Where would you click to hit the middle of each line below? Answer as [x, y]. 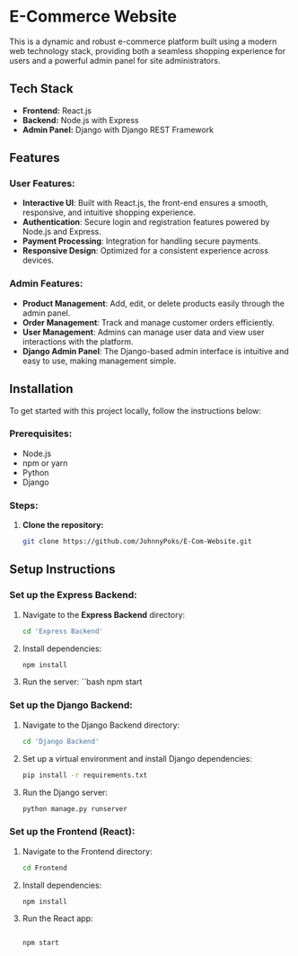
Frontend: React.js [57, 111]
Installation [41, 389]
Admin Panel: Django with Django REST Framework [118, 130]
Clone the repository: [63, 525]
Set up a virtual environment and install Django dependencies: [137, 758]
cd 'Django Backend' [61, 741]
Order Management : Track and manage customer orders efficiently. [149, 322]
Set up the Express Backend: [73, 595]
